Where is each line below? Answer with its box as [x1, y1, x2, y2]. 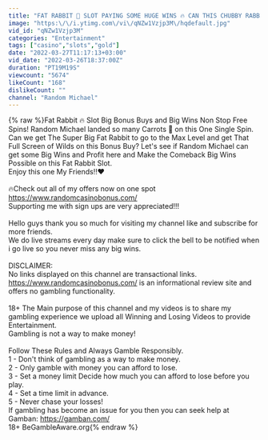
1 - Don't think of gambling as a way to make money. [8, 354, 182, 364]
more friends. [8, 227, 54, 237]
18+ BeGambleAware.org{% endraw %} [8, 422, 138, 432]
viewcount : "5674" [8, 71, 70, 79]
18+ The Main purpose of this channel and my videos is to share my [8, 303, 232, 313]
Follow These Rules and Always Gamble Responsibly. [8, 346, 184, 356]
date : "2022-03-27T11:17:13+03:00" [8, 49, 127, 57]
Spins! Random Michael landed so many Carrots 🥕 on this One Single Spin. [8, 125, 254, 134]
